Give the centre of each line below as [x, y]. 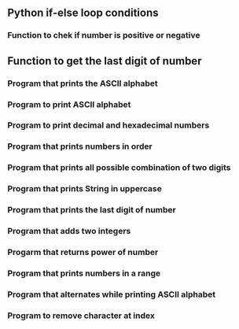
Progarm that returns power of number [83, 252]
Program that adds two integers [69, 231]
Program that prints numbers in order [80, 146]
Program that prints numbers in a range [84, 273]
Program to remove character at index [81, 316]
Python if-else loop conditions [83, 13]
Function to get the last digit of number [105, 61]
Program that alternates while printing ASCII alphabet [112, 294]
